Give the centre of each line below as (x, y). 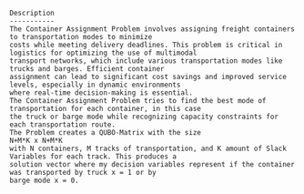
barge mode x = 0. (44, 180)
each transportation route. (63, 125)
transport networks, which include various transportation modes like (146, 61)
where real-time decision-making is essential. (101, 93)
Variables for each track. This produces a (93, 157)
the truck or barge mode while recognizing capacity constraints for (144, 117)
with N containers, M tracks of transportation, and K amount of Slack (148, 148)
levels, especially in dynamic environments (95, 85)
